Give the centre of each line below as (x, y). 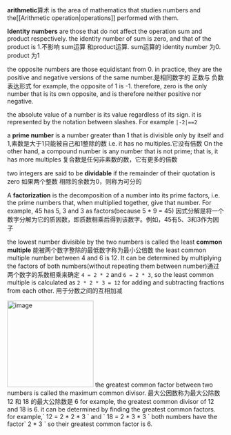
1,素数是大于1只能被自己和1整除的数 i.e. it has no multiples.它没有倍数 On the (115, 143)
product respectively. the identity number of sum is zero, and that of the (109, 39)
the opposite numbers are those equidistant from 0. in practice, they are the (115, 69)
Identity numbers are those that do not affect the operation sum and (105, 31)
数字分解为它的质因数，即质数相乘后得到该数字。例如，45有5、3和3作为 (110, 219)
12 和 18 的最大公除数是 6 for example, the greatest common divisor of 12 (111, 402)
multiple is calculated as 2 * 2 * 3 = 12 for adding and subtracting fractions (116, 282)
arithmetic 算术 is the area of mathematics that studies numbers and (104, 10)
